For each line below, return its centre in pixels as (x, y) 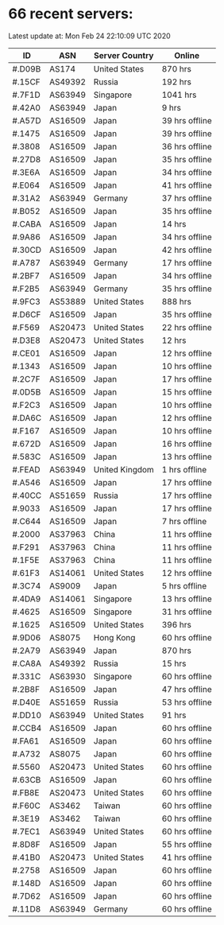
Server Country (124, 55)
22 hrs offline (187, 327)
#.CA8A (27, 663)
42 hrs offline (187, 250)
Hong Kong (114, 637)
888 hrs (177, 301)
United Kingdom (124, 469)
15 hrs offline (187, 392)
